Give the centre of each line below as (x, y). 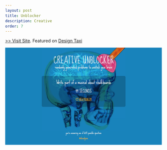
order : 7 (14, 26)
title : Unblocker (23, 16)
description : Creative (29, 21)
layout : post (19, 10)
